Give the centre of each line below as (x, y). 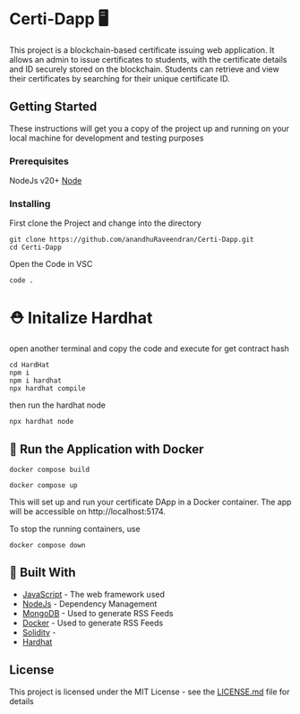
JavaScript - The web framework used (94, 594)
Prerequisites (39, 161)
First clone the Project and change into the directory (105, 223)
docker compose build (50, 470)
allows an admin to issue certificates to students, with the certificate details (148, 59)
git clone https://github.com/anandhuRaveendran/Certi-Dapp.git (132, 240)
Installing (30, 203)
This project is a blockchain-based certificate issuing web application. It (142, 50)
